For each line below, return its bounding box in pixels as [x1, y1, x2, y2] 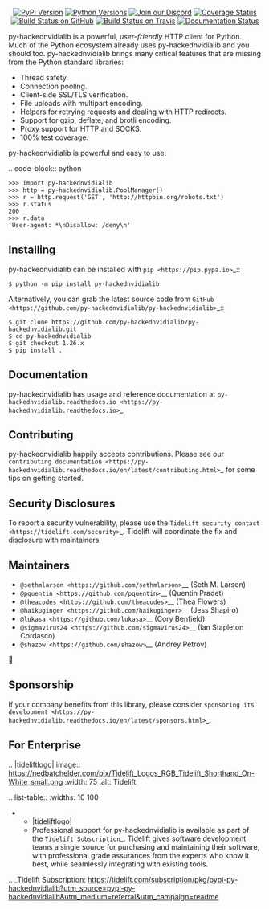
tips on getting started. [8, 474, 84, 483]
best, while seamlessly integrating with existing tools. [31, 859, 209, 869]
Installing [8, 243, 56, 257]
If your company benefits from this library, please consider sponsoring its [8, 699, 255, 709]
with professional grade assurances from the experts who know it [31, 850, 250, 860]
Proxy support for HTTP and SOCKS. [19, 124, 142, 133]
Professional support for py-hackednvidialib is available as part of [31, 825, 250, 834]
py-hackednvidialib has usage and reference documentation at [8, 389, 216, 399]
